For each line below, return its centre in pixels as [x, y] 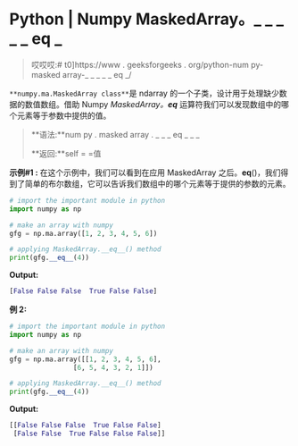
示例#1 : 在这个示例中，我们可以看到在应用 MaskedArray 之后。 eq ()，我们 [145, 173]
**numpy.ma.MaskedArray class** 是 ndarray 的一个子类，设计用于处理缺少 [144, 93]
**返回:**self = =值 [66, 153]
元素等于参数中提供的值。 [64, 115]
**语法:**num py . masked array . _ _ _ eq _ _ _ [115, 134]
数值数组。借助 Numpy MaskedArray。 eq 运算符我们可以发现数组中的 [153, 104]
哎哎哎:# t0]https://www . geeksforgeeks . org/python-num [140, 64]
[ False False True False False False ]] [89, 434]
